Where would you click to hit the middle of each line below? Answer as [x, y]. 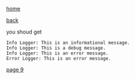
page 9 [15, 69]
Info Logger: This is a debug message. [56, 48]
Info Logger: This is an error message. [58, 53]
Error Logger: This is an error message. [59, 59]
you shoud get [24, 32]
